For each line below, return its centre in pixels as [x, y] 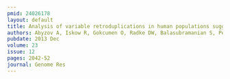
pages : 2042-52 [29, 58]
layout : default [30, 20]
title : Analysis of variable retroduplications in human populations [108, 26]
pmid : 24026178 [29, 13]
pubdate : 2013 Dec [33, 39]
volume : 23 [23, 45]
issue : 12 [21, 52]
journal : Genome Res [37, 65]
